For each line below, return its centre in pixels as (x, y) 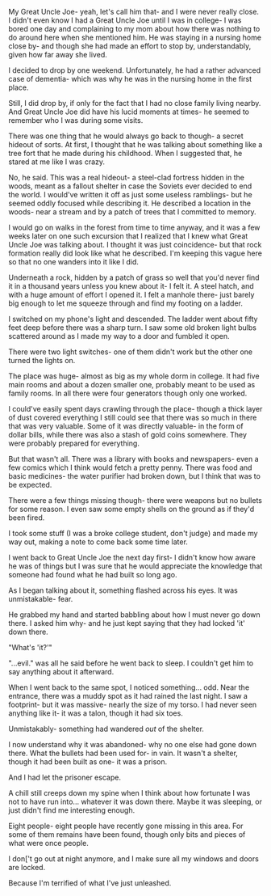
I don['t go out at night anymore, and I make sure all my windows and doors (134, 859)
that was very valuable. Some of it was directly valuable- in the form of (126, 426)
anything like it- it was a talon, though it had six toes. (96, 713)
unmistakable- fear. (41, 599)
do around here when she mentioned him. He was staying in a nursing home (135, 37)
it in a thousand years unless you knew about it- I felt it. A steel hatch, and (131, 286)
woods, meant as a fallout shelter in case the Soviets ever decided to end (130, 186)
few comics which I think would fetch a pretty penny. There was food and (130, 467)
